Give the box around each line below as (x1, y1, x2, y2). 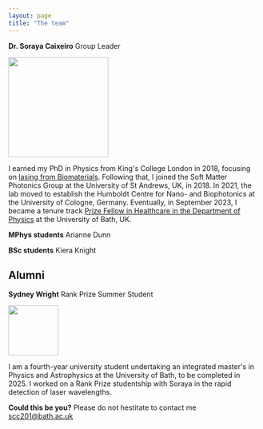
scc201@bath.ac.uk (8, 411, 74, 421)
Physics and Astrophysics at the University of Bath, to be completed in (8, 371, 241, 380)
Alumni (8, 268, 46, 282)
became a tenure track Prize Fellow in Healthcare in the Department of (8, 205, 241, 216)
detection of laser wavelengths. (8, 387, 112, 397)
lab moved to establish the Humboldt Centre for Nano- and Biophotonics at (8, 189, 256, 198)
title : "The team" (8, 19, 70, 27)
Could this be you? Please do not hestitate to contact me (8, 403, 197, 412)
